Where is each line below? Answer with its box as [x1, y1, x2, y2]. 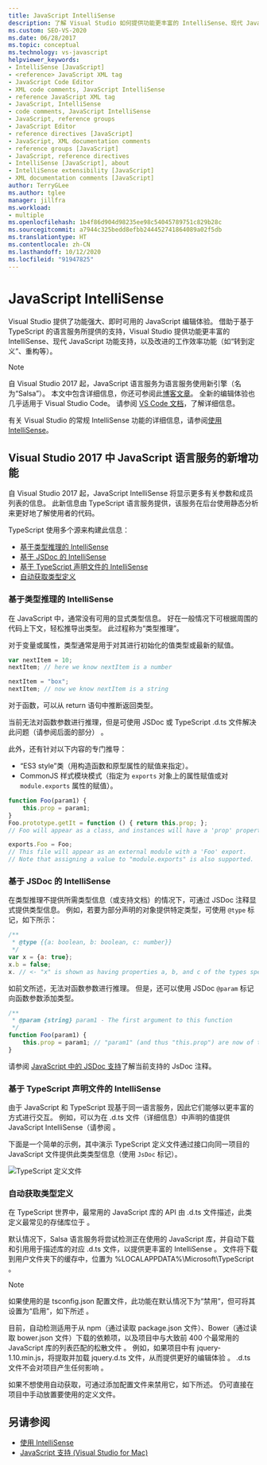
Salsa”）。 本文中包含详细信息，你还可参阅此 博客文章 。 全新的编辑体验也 [18, 388, 256, 398]
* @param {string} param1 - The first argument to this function [11, 1016, 233, 1025]
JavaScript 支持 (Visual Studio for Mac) [19, 1448, 149, 1458]
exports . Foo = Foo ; [8, 841, 73, 848]
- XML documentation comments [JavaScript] [8, 174, 155, 183]
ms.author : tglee [8, 188, 66, 197]
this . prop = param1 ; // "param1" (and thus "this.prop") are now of [22, 1038, 254, 1047]
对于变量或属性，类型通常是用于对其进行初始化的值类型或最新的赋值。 [8, 640, 238, 650]
